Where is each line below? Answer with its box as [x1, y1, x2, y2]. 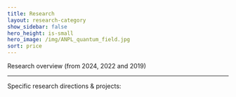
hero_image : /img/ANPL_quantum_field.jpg [7, 36, 131, 43]
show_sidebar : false [7, 23, 68, 30]
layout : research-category [7, 17, 86, 24]
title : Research [7, 10, 55, 17]
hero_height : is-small [7, 29, 74, 37]
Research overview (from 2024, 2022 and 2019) [7, 62, 146, 70]
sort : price [7, 43, 42, 50]
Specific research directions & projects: [7, 82, 122, 90]
